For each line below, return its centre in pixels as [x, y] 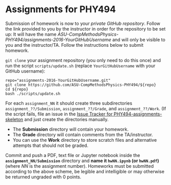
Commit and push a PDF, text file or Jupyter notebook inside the [73, 155]
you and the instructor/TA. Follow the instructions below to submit [75, 45]
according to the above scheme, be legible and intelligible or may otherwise [85, 171]
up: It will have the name [31, 34]
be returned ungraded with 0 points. [43, 177]
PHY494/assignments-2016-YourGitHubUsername [58, 40]
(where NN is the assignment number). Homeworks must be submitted [80, 166]
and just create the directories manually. [66, 119]
